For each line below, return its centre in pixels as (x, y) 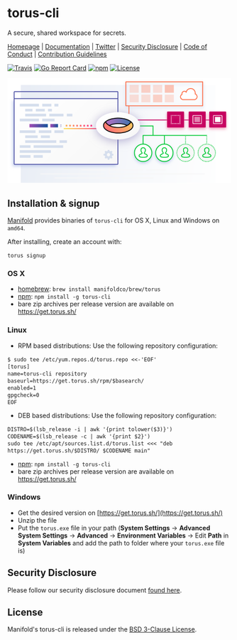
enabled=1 (22, 388)
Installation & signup (54, 203)
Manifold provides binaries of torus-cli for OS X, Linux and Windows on (114, 220)
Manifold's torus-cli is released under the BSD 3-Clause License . (102, 629)
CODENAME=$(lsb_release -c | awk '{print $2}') (79, 436)
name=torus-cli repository (47, 374)
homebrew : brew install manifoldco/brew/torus (89, 289)
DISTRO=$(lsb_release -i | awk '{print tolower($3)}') (90, 429)
